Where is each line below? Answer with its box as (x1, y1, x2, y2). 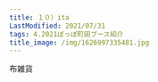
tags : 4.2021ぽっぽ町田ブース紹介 (9, 29, 124, 38)
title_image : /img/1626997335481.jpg (9, 37, 150, 47)
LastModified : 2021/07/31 (9, 21, 105, 30)
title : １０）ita (9, 12, 70, 22)
